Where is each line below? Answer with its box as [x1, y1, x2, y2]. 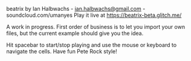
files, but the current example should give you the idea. [6, 30, 144, 37]
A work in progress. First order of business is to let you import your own [6, 24, 186, 30]
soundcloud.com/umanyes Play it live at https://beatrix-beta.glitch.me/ [6, 11, 182, 19]
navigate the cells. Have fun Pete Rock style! [6, 48, 118, 55]
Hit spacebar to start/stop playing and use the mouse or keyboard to [6, 42, 177, 48]
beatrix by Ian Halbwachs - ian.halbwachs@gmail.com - [6, 5, 146, 12]
